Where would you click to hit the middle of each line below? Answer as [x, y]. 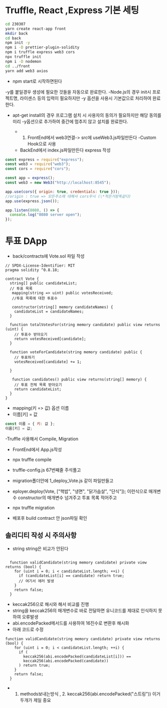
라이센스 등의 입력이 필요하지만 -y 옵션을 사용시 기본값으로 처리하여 [86, 98]
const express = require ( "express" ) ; [45, 160]
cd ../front [18, 66]
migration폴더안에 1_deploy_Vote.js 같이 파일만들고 [63, 481]
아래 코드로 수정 [28, 629]
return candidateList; [38, 389]
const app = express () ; [30, 178]
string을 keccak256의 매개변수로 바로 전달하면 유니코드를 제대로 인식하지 [85, 610]
